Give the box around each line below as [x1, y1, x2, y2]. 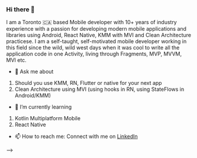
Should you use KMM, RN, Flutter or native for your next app [14, 80, 162, 87]
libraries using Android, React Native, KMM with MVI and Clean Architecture [6, 32, 192, 39]
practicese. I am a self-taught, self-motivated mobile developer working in [6, 38, 187, 45]
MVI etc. [6, 57, 27, 64]
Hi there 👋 [6, 5, 35, 14]
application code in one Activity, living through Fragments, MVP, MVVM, [6, 50, 182, 58]
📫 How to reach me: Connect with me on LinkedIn [14, 133, 138, 140]
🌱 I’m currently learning [14, 103, 72, 111]
